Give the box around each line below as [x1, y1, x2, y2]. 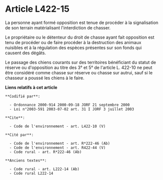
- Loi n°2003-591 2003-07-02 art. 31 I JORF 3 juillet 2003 [9, 107, 134, 112]
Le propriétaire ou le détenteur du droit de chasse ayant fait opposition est [5, 34, 155, 40]
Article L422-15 [5, 3, 70, 15]
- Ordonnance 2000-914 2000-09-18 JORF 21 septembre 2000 [9, 102, 130, 107]
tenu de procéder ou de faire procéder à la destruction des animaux [5, 39, 142, 45]
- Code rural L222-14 [9, 171, 54, 176]
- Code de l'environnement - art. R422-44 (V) [9, 145, 106, 150]
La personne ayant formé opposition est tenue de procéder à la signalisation [5, 20, 159, 25]
